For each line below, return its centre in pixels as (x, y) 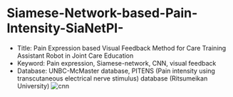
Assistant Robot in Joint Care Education (75, 56)
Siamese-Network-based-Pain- (102, 13)
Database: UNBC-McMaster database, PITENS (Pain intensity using (116, 71)
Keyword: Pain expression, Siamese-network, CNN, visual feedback (116, 63)
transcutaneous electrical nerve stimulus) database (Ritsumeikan (112, 78)
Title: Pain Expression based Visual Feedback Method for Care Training (121, 48)
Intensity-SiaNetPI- (65, 28)
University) (33, 86)
